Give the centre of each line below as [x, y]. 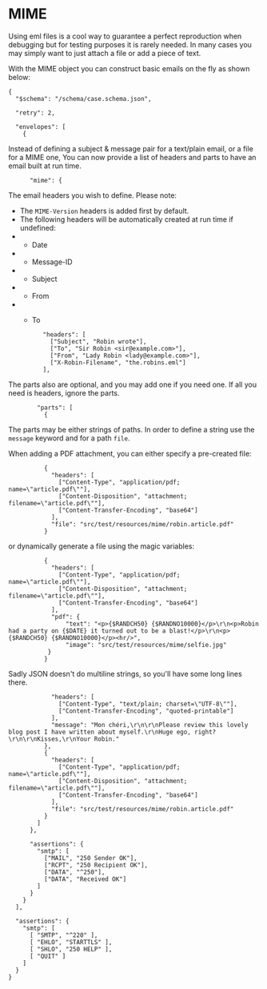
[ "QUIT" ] [48, 956]
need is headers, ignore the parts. [64, 392]
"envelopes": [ [41, 127]
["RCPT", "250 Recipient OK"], [96, 865]
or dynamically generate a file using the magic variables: [101, 546]
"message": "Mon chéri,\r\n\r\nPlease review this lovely [149, 725]
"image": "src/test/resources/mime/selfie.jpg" [146, 645]
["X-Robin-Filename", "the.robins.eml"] [118, 362]
